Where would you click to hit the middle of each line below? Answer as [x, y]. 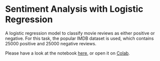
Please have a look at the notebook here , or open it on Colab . [68, 53]
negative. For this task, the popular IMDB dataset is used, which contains [80, 38]
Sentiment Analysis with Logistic [74, 9]
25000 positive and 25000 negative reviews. [51, 43]
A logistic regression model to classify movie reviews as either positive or [80, 33]
